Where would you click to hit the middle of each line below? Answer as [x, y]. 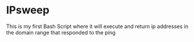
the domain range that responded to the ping [61, 32]
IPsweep [28, 10]
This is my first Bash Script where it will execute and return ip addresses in [97, 26]
